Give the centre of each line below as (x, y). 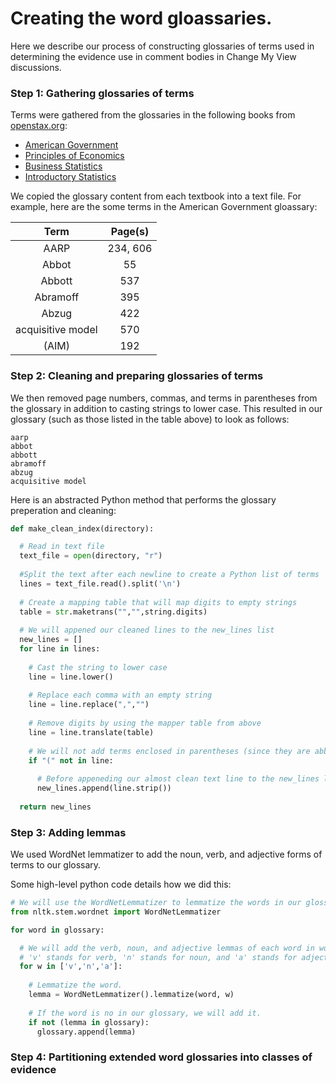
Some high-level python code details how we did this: (121, 884)
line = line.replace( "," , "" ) (89, 705)
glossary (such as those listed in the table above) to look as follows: (150, 419)
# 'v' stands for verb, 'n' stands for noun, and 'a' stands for (158, 957)
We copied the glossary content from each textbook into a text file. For (156, 196)
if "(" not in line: (71, 760)
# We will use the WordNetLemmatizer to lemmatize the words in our (156, 903)
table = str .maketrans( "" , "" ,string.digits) (113, 612)
